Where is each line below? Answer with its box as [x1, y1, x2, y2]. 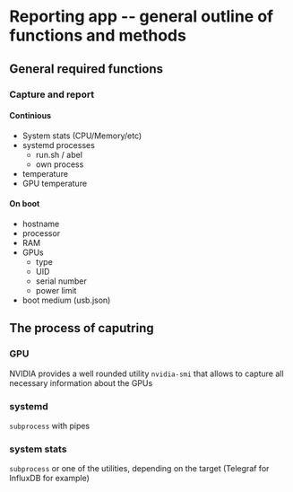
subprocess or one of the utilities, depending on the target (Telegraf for [9, 463, 270, 474]
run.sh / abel [35, 149, 83, 160]
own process [35, 159, 84, 170]
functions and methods [9, 25, 186, 46]
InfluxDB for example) [9, 473, 90, 484]
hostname [22, 218, 60, 229]
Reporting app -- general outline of [9, 6, 274, 27]
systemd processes [22, 139, 96, 150]
